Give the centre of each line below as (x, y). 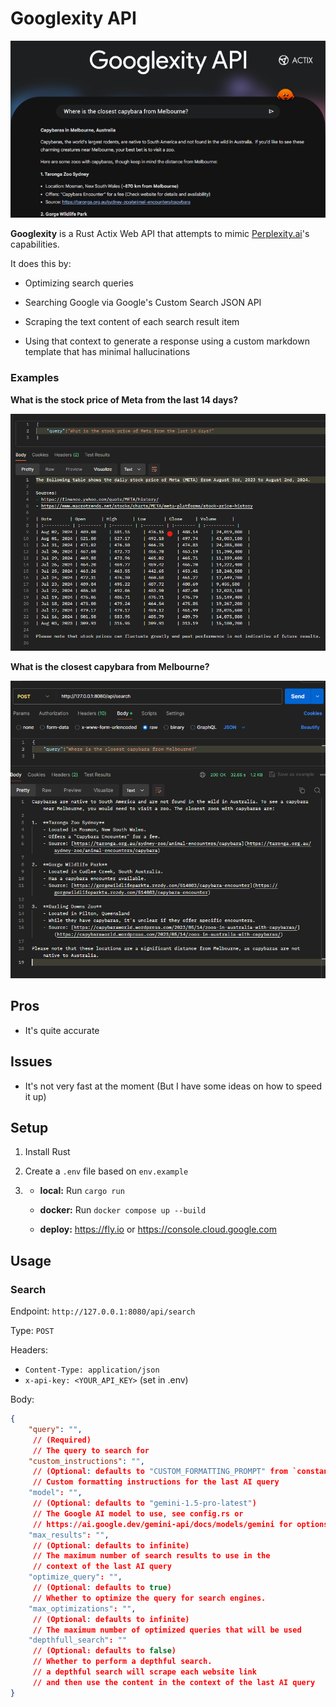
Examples (35, 378)
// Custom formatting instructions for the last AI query (156, 1482)
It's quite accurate (62, 1030)
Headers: (29, 1350)
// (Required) (62, 1440)
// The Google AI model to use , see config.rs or (138, 1513)
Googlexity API (73, 18)
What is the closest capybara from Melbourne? (110, 667)
